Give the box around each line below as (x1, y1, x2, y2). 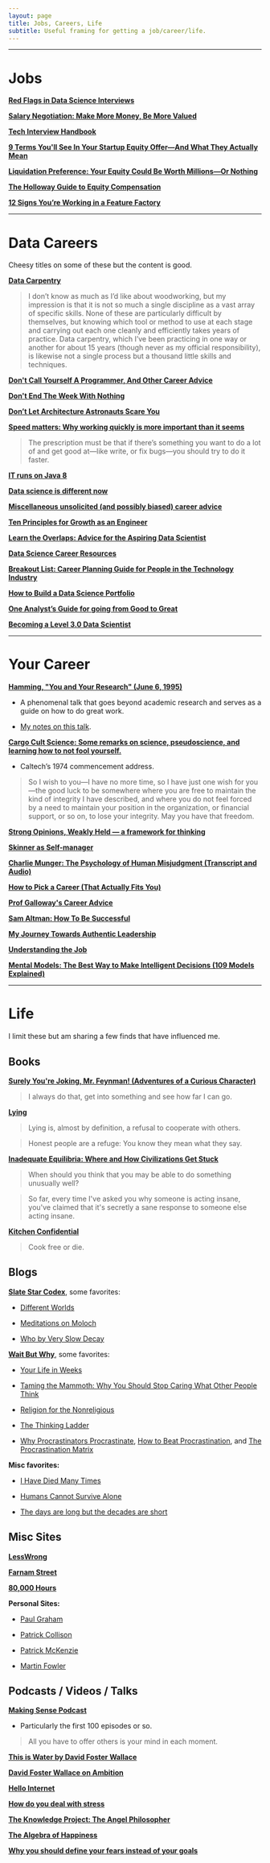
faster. (27, 455, 50, 465)
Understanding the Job (8, 945, 88, 954)
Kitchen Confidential (8, 1226, 80, 1236)
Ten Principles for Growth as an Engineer (8, 517, 148, 528)
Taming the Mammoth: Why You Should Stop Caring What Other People (19, 1381, 257, 1390)
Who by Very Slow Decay (19, 1334, 104, 1343)
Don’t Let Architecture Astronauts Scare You (8, 407, 161, 416)
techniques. (27, 360, 67, 370)
